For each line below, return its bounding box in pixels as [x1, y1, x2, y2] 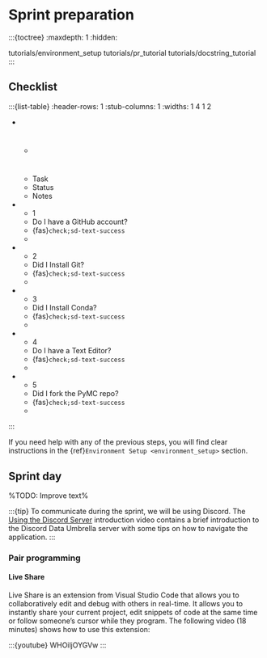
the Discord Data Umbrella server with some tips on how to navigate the [8, 523, 248, 533]
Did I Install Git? [32, 260, 85, 270]
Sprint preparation [8, 6, 135, 24]
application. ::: [8, 532, 56, 542]
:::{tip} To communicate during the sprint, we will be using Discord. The [8, 506, 246, 516]
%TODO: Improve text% [8, 491, 89, 500]
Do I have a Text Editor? [32, 346, 112, 356]
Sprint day [8, 469, 62, 483]
